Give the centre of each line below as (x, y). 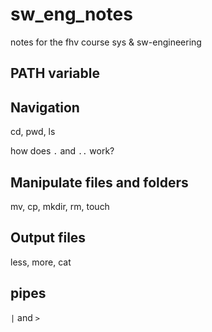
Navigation (45, 107)
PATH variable (55, 73)
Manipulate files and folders (99, 182)
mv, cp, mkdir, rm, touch (60, 206)
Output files (48, 238)
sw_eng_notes (71, 14)
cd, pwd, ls (33, 132)
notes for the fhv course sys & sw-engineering (106, 42)
